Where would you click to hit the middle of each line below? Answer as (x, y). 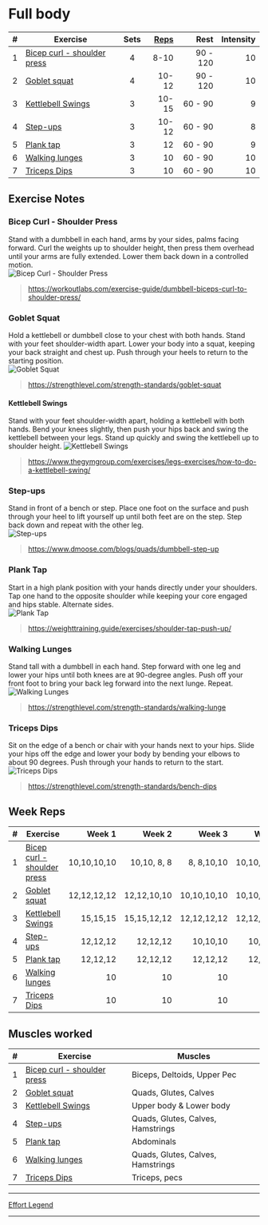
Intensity (238, 39)
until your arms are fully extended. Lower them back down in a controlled (128, 256)
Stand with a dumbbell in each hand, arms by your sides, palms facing (124, 239)
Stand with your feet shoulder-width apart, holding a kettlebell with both (126, 421)
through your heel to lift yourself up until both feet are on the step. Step (125, 517)
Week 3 (213, 834)
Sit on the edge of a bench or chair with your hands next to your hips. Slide (132, 746)
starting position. (36, 360)
